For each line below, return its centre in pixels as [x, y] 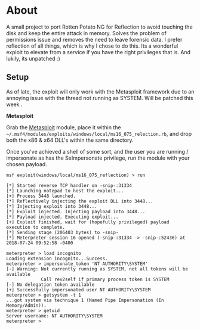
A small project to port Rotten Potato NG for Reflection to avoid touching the [99, 27]
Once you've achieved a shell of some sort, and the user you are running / [97, 151]
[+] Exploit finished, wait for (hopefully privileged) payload [88, 222]
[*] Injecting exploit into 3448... [52, 206]
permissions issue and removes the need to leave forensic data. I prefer [94, 39]
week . [14, 104]
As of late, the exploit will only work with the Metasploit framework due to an [100, 91]
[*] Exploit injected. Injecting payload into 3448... [76, 211]
